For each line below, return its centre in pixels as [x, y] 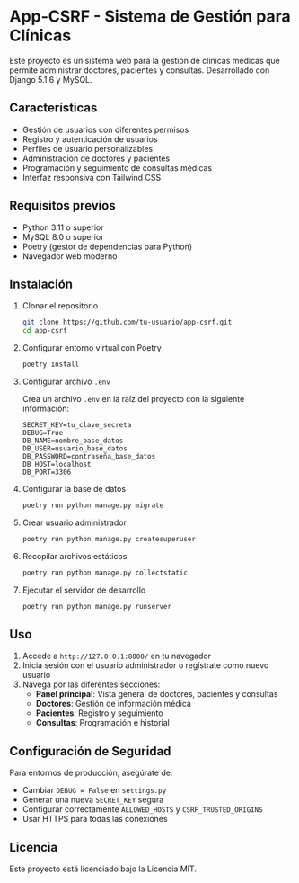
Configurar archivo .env [66, 381]
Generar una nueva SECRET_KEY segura [93, 800]
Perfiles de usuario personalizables [88, 148]
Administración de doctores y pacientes [96, 158]
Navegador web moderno [70, 256]
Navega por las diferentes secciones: [91, 684]
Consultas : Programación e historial [103, 723]
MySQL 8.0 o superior [63, 236]
